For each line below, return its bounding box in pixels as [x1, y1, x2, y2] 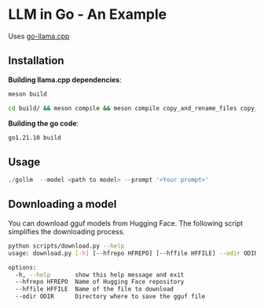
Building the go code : [8, 118, 79, 128]
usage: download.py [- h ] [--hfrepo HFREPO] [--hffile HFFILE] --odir [8, 249, 241, 257]
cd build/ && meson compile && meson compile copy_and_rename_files [8, 104, 237, 112]
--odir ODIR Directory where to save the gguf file [15, 292, 206, 301]
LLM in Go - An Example [8, 5, 167, 24]
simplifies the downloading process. [8, 226, 126, 236]
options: [8, 263, 37, 271]
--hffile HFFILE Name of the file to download [15, 285, 174, 293]
